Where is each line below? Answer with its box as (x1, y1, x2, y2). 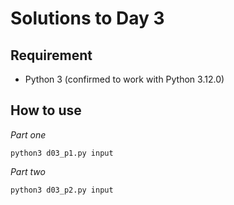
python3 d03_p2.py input (10, 185, 114, 195)
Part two (10, 165, 46, 177)
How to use (10, 102, 82, 119)
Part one (10, 128, 47, 141)
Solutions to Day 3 (10, 7, 165, 30)
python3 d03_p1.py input (10, 148, 114, 158)
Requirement (10, 47, 93, 64)
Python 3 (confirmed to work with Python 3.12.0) (24, 73, 225, 85)
